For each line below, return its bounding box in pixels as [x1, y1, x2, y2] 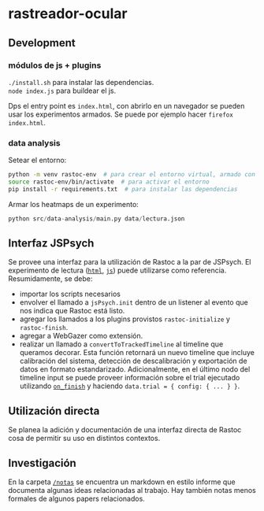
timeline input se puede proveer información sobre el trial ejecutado [19, 373, 240, 383]
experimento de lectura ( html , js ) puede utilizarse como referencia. [8, 265, 227, 276]
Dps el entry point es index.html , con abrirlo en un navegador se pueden [8, 101, 245, 110]
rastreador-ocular [8, 5, 128, 23]
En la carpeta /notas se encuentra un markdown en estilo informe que [8, 477, 236, 487]
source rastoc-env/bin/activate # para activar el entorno [8, 178, 210, 186]
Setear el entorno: [8, 155, 67, 165]
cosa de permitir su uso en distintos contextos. [8, 434, 161, 443]
